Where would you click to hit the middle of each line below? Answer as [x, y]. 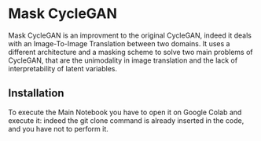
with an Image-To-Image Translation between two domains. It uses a [119, 43]
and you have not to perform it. [58, 128]
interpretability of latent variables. [63, 68]
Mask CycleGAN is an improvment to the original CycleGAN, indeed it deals [130, 35]
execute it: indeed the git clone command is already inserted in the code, [126, 120]
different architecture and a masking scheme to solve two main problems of [130, 52]
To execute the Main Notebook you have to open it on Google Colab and [125, 112]
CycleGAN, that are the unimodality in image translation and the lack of [123, 60]
